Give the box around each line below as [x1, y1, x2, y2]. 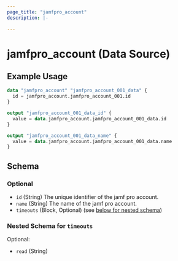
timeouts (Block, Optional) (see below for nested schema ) [15, 206, 162, 214]
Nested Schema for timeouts [7, 222, 93, 230]
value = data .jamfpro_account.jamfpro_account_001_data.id [12, 115, 167, 122]
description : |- [7, 15, 48, 21]
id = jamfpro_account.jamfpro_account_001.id [12, 93, 131, 99]
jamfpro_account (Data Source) [7, 47, 171, 61]
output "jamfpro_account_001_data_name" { [7, 133, 117, 139]
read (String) [15, 247, 48, 255]
